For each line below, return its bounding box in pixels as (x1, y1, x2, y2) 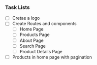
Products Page (19, 32, 50, 38)
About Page (19, 37, 44, 43)
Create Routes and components (12, 21, 77, 27)
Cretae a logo (12, 15, 40, 21)
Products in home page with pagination (12, 54, 92, 60)
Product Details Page (19, 48, 63, 54)
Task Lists (5, 4, 30, 11)
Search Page (19, 43, 46, 49)
